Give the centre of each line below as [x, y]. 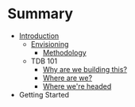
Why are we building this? [85, 69]
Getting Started [44, 94]
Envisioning [50, 44]
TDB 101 [44, 61]
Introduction [39, 36]
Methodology [64, 52]
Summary [40, 14]
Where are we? [67, 78]
